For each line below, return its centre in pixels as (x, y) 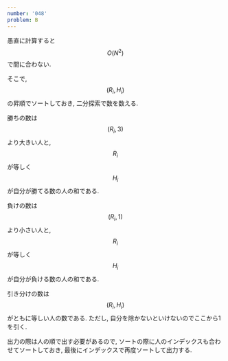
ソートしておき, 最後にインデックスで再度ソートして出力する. (105, 350)
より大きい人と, (29, 142)
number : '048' (27, 13)
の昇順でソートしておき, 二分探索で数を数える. (73, 103)
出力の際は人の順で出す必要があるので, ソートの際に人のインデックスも (108, 341)
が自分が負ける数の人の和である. (53, 278)
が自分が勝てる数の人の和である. (53, 191)
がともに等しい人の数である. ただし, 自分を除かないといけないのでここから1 (114, 318)
